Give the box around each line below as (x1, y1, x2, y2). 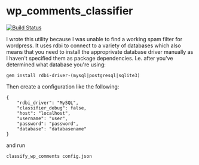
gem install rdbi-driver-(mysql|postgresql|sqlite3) (6, 72, 140, 78)
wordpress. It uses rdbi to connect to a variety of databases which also (6, 42, 181, 49)
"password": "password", (17, 121, 79, 127)
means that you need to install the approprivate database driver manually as (6, 48, 194, 55)
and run (6, 142, 26, 149)
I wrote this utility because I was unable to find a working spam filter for (6, 35, 183, 42)
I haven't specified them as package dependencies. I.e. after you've (6, 54, 173, 62)
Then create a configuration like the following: (6, 82, 120, 90)
